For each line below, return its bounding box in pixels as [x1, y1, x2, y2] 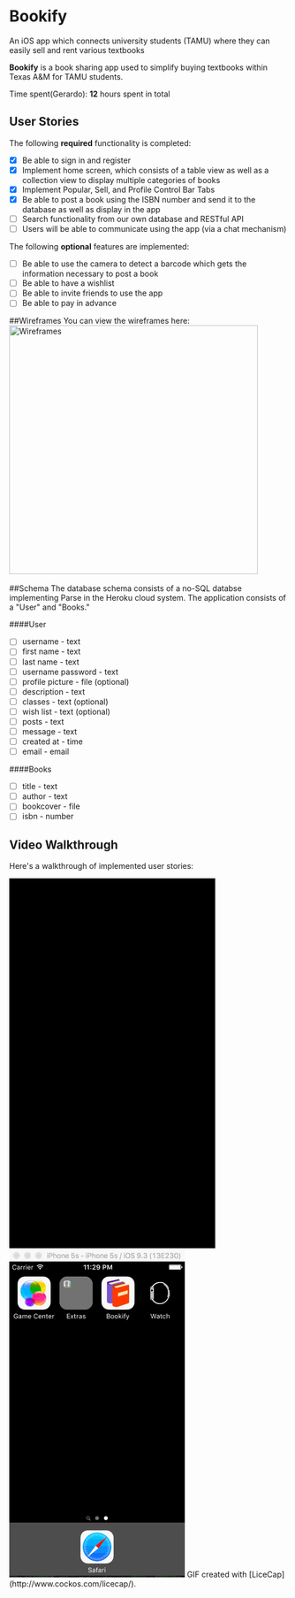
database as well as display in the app [21, 204, 161, 214]
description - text [21, 686, 86, 696]
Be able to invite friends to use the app [21, 288, 163, 298]
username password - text [21, 666, 119, 677]
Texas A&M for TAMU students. [9, 71, 124, 81]
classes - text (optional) [21, 696, 109, 707]
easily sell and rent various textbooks [9, 44, 145, 55]
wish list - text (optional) [21, 706, 110, 717]
